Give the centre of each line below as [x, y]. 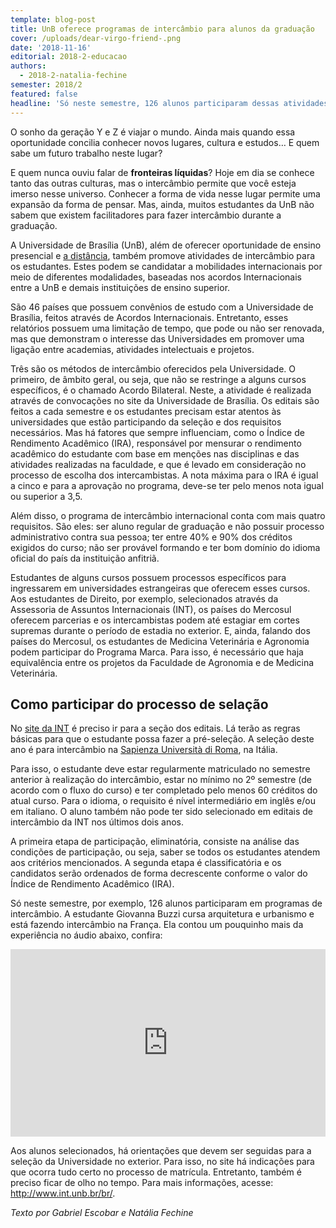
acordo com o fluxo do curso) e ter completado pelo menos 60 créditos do [164, 790]
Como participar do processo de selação [139, 704]
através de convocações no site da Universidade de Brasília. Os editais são [165, 400]
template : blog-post [53, 19]
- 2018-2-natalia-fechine [73, 76]
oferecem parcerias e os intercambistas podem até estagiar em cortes [155, 620]
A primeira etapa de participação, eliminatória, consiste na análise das [155, 842]
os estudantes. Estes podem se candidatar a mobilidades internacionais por [166, 266]
